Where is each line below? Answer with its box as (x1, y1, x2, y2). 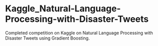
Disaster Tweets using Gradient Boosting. (5, 35, 90, 41)
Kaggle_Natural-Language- (5, 3, 121, 14)
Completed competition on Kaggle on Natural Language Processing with (5, 30, 153, 36)
